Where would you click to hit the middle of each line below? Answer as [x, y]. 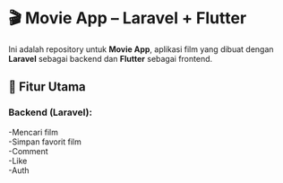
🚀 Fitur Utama [47, 87]
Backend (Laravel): [51, 112]
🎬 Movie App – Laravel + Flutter [128, 18]
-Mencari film [34, 132]
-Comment [28, 151]
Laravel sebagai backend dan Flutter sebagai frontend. [111, 58]
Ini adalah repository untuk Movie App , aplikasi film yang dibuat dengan [141, 49]
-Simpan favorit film [45, 142]
